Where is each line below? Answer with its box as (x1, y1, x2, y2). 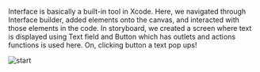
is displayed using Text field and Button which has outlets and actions (8, 32, 236, 41)
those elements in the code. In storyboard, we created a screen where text (8, 24, 252, 32)
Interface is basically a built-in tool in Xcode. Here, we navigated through (8, 7, 247, 16)
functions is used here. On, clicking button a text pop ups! (8, 40, 197, 50)
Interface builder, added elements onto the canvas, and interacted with (8, 15, 239, 25)
